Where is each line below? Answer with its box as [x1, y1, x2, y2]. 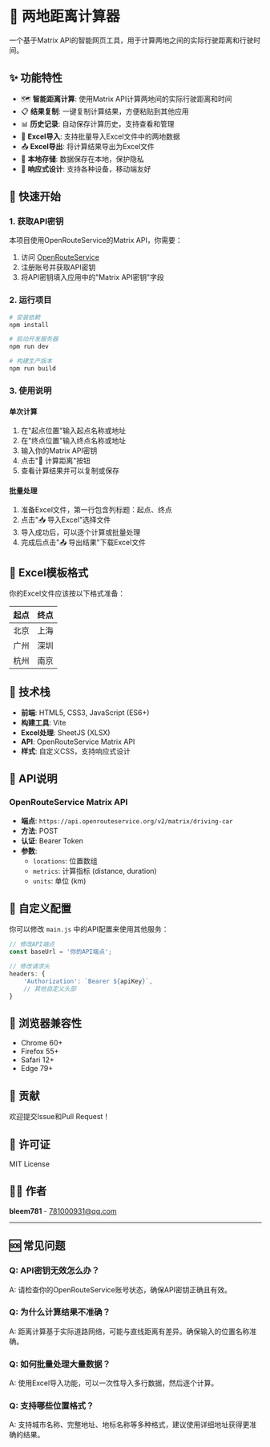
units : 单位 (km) [32, 875, 87, 886]
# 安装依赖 [9, 313, 41, 321]
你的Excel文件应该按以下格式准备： [9, 588, 126, 598]
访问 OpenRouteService [20, 253, 99, 262]
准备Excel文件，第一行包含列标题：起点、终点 [20, 505, 173, 515]
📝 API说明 [9, 772, 58, 786]
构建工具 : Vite [20, 717, 66, 727]
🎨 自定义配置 [9, 902, 71, 915]
